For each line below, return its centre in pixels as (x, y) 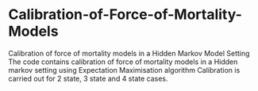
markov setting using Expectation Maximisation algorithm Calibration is (124, 70)
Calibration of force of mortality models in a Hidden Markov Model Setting (129, 53)
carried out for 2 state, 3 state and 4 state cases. (88, 78)
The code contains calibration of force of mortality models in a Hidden (123, 62)
